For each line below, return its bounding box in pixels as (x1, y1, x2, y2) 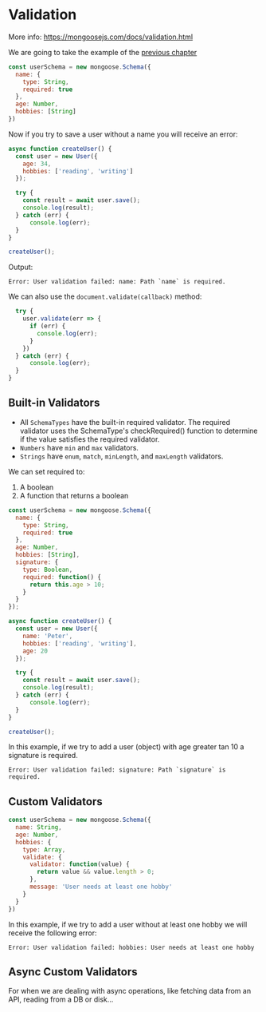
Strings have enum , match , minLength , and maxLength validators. (19, 451, 224, 461)
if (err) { (29, 322, 66, 331)
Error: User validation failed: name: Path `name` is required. (8, 278, 226, 286)
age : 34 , (22, 160, 52, 168)
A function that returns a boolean (19, 490, 129, 500)
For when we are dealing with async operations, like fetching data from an (8, 986, 252, 996)
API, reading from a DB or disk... (8, 994, 114, 1004)
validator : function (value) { (29, 860, 130, 868)
